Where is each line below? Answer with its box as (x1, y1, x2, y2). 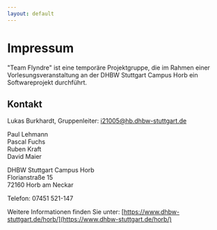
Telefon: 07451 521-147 (7, 194, 74, 203)
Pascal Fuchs (7, 137, 46, 146)
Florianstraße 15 (7, 174, 54, 182)
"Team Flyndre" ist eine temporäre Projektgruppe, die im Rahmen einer (7, 63, 211, 72)
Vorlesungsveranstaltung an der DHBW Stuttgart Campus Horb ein (7, 70, 198, 79)
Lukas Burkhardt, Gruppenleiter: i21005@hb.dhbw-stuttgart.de (7, 116, 187, 125)
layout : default (7, 10, 54, 17)
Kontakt (7, 98, 43, 110)
